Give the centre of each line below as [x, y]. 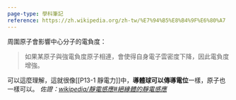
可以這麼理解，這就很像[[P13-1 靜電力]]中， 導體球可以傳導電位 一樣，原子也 [117, 80]
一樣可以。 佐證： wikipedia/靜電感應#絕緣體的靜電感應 [87, 89]
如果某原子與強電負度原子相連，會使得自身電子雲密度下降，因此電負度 [127, 56]
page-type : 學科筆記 [35, 14]
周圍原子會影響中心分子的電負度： [57, 41]
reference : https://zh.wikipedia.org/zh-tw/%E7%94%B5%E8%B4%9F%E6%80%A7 [117, 20]
